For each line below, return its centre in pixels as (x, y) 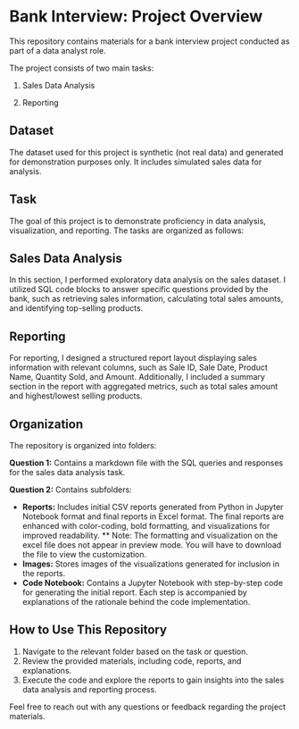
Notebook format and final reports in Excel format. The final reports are (153, 516)
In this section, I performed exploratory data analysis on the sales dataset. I (148, 280)
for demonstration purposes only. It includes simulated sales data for (136, 162)
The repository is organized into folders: (83, 445)
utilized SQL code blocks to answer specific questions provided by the (139, 289)
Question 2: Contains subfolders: (71, 490)
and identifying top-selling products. (76, 308)
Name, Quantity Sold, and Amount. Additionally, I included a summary (137, 377)
